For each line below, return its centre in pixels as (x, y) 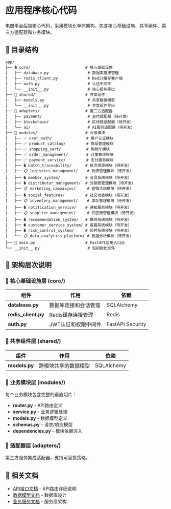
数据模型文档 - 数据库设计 (40, 495)
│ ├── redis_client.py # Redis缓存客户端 (64, 78)
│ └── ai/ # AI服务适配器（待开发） (70, 127)
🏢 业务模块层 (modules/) (35, 382)
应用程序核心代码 (41, 11)
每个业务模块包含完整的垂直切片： (41, 395)
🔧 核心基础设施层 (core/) (35, 281)
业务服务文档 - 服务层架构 (40, 502)
